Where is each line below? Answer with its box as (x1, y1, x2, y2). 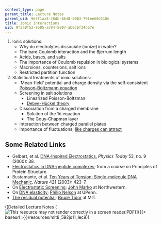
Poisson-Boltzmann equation (19, 85, 78, 91)
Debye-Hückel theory (26, 101, 70, 106)
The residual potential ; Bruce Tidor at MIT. (12, 194, 97, 200)
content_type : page (5, 7, 45, 12)
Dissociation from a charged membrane (19, 105, 98, 112)
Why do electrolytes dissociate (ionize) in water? (19, 44, 117, 50)
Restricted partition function (19, 69, 76, 75)
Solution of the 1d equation (26, 111, 81, 117)
